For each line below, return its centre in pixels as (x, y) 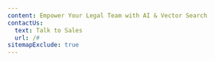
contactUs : (25, 23)
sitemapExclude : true (43, 45)
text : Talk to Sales (49, 30)
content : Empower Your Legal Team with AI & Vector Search (107, 15)
